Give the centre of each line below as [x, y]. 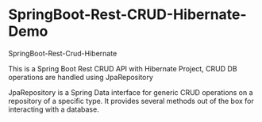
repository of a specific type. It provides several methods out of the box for [131, 101]
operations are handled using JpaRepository [81, 77]
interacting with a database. [54, 109]
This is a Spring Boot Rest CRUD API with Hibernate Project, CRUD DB [123, 68]
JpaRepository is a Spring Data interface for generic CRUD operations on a [131, 92]
